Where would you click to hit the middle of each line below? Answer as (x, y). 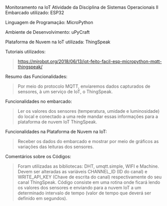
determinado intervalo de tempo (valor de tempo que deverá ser (84, 193)
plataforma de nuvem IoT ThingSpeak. (57, 122)
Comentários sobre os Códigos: (38, 156)
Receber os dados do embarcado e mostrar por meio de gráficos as (88, 141)
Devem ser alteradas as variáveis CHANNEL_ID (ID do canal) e (82, 171)
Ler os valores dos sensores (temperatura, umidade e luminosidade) (89, 111)
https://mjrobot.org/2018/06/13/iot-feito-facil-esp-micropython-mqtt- (90, 61)
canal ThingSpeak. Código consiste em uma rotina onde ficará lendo (89, 182)
